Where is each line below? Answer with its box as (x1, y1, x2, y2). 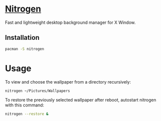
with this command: (5, 102, 44, 108)
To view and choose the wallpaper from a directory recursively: (5, 79, 132, 85)
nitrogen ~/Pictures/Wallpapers (5, 88, 70, 93)
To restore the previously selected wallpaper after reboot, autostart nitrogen (5, 97, 156, 103)
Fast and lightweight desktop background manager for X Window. (5, 19, 136, 25)
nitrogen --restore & (5, 112, 49, 117)
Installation (5, 34, 40, 42)
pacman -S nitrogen (5, 46, 44, 52)
